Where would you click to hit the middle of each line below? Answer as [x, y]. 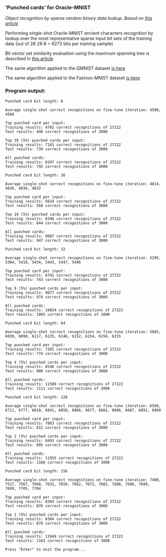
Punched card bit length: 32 [35, 249]
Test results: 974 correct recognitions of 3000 [56, 297]
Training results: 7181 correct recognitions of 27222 [63, 145]
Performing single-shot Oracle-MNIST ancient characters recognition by [79, 33]
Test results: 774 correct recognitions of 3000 [56, 354]
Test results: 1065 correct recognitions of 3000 [58, 314]
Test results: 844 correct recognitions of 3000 [56, 223]
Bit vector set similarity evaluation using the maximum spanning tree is [77, 53]
